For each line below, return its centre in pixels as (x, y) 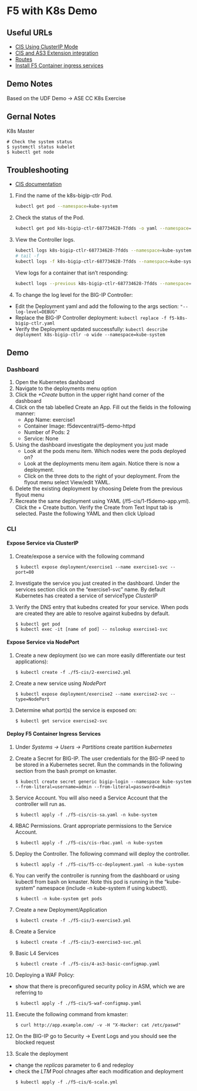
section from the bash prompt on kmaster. (66, 771)
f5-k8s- (179, 318)
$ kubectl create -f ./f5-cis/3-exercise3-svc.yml (78, 942)
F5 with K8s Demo (52, 11)
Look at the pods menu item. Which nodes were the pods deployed (105, 451)
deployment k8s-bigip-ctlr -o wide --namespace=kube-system (90, 335)
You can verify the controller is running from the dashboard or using (97, 875)
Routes (24, 59)
